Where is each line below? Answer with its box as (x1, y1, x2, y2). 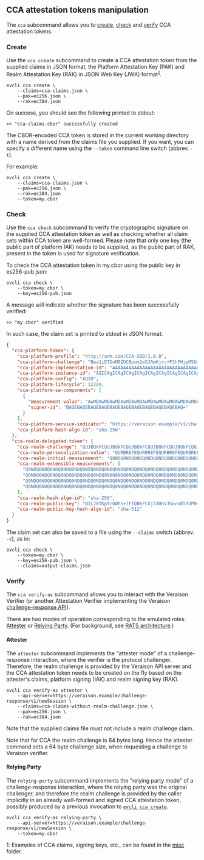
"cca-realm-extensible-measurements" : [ (17, 461, 121, 467)
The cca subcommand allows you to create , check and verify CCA (6, 21, 171, 28)
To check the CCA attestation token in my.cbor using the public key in (6, 261, 180, 269)
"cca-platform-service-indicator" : (17, 421, 107, 427)
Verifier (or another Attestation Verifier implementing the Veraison (6, 597, 171, 605)
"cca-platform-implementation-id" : (17, 364, 107, 371)
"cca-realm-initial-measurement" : (17, 455, 104, 461)
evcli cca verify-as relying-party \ (6, 814, 102, 820)
